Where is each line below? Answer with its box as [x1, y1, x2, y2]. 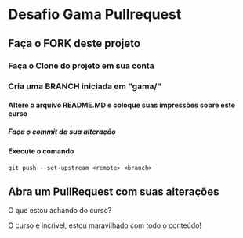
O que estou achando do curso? [8, 206, 112, 215]
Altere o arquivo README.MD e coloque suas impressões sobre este [8, 100, 236, 110]
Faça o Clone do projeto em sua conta [8, 60, 154, 71]
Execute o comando [8, 146, 74, 156]
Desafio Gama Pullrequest [8, 5, 182, 23]
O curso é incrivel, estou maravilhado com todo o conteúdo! [8, 221, 202, 230]
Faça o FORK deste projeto [8, 37, 141, 50]
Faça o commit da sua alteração [8, 127, 116, 136]
